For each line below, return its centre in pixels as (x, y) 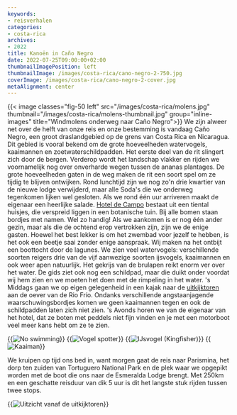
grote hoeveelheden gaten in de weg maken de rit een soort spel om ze (112, 175)
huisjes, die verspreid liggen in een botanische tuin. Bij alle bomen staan (113, 212)
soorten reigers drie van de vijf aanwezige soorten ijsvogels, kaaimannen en (119, 258)
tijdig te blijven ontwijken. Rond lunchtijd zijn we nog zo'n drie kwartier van (116, 182)
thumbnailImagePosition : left (52, 67)
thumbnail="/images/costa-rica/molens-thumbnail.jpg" (88, 114)
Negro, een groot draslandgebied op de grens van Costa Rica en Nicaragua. (118, 137)
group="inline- (191, 114)
